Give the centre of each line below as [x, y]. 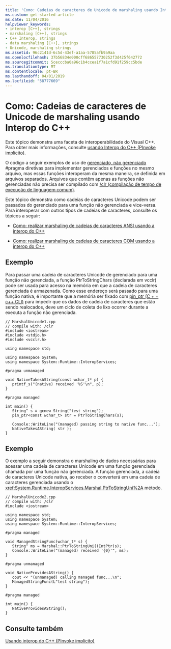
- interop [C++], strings [33, 29]
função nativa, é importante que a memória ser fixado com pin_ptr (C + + [82, 296]
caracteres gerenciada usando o [39, 483]
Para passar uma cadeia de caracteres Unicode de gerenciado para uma [81, 274]
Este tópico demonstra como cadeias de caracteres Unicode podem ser [81, 200]
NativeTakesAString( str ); [42, 429]
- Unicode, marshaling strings [38, 48]
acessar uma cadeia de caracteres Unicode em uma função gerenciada [80, 466]
